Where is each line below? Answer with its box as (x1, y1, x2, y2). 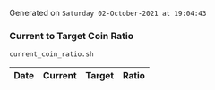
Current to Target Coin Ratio (9, 29, 134, 42)
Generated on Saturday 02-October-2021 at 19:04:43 (9, 8, 207, 18)
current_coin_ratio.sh (9, 50, 94, 59)
